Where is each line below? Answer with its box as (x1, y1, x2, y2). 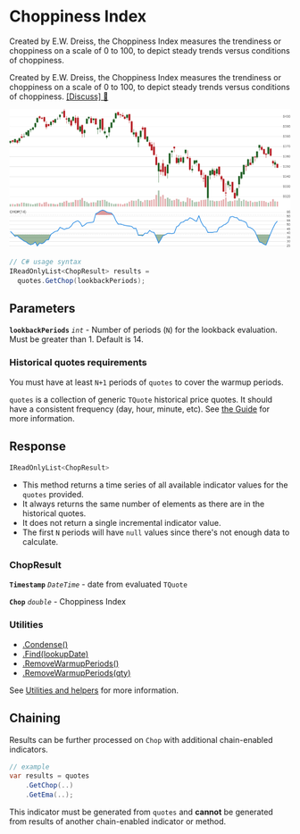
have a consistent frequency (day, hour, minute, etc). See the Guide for (9, 404, 271, 414)
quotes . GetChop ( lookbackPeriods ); (17, 276, 146, 285)
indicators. (9, 744, 49, 755)
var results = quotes (9, 771, 90, 780)
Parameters (9, 301, 76, 316)
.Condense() (21, 638, 69, 649)
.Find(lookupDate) (21, 648, 89, 659)
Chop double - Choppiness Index (9, 596, 127, 607)
